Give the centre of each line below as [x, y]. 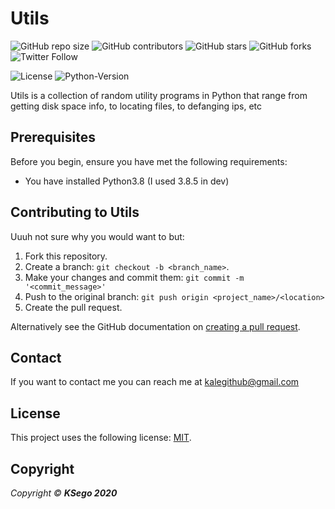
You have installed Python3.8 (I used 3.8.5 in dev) [127, 181]
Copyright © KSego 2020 [64, 493]
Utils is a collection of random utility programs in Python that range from [159, 95]
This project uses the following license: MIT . [101, 438]
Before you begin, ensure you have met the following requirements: [149, 161]
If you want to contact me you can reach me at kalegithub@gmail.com [155, 382]
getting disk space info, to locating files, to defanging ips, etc [136, 106]
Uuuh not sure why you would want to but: [97, 236]
